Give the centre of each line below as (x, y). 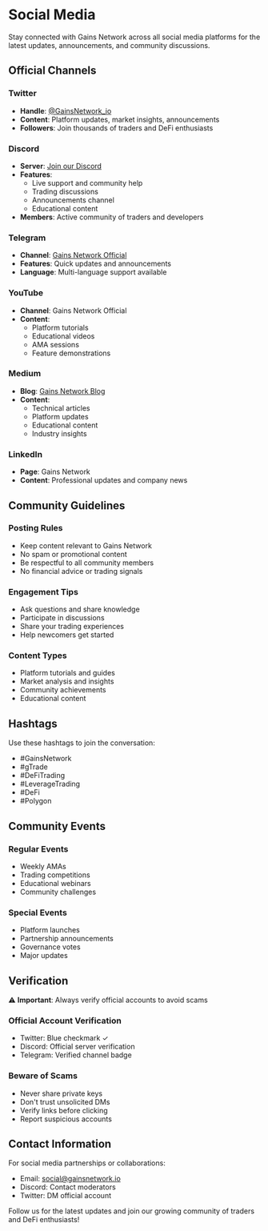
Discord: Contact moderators (68, 1187)
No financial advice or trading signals (81, 571)
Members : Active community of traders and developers (112, 217)
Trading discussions (65, 191)
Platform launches (50, 930)
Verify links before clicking (64, 1110)
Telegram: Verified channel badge (76, 1055)
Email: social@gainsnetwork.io (70, 1179)
